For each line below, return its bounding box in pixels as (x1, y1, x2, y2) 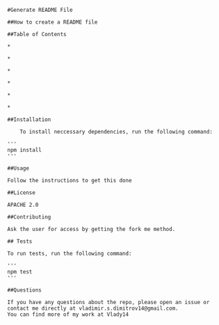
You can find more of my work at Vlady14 (7, 311, 129, 318)
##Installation (7, 116, 51, 123)
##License (7, 189, 36, 196)
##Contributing (7, 214, 51, 221)
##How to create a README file (7, 19, 98, 26)
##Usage (7, 165, 30, 172)
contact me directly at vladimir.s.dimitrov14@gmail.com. (7, 305, 179, 312)
